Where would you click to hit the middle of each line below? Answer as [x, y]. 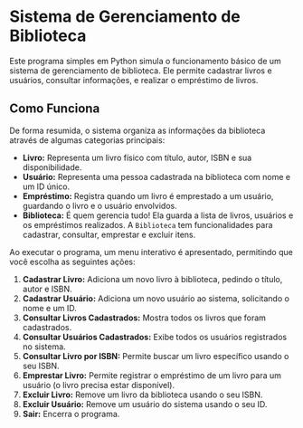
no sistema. [44, 347]
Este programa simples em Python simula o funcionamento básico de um [146, 61]
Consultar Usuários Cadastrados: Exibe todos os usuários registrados [155, 337]
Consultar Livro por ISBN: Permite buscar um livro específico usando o [156, 356]
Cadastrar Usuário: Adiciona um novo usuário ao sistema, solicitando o [156, 298]
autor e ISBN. [47, 289]
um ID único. [46, 186]
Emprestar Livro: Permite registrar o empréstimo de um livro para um [152, 375]
